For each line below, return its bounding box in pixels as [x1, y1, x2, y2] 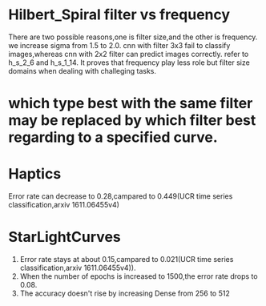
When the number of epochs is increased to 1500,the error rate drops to [19, 272, 258, 281]
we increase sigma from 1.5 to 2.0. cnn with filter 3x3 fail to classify [8, 40, 231, 50]
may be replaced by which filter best [8, 111, 256, 130]
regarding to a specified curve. [8, 128, 218, 147]
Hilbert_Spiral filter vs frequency [8, 6, 231, 24]
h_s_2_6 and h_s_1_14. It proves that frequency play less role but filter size [8, 58, 250, 67]
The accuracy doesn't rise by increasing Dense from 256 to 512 [19, 288, 230, 298]
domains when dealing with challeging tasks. [8, 66, 156, 75]
